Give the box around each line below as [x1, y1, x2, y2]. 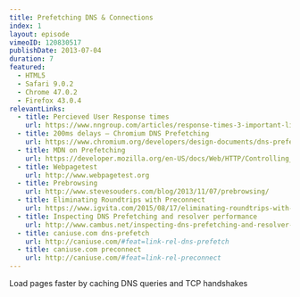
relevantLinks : [9, 104, 66, 113]
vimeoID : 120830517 [9, 37, 82, 47]
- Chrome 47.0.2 [17, 87, 78, 96]
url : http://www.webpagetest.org [25, 170, 150, 179]
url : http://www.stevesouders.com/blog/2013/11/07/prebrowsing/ [25, 187, 270, 196]
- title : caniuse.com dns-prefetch [17, 228, 150, 237]
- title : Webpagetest [17, 162, 98, 171]
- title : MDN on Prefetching [17, 145, 126, 154]
